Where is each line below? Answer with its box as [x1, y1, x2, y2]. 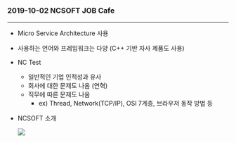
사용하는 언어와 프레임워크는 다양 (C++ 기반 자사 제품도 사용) [17, 44, 185, 53]
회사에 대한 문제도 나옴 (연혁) [27, 82, 108, 90]
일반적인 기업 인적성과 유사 [27, 73, 102, 81]
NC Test [17, 58, 41, 67]
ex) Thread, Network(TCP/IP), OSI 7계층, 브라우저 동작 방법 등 [38, 99, 213, 108]
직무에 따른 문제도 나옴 [27, 90, 91, 99]
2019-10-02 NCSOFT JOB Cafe [7, 6, 115, 15]
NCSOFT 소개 [17, 114, 57, 123]
